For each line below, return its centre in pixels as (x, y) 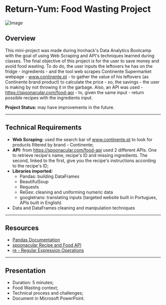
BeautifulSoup (34, 181)
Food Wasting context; (35, 288)
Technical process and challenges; (48, 293)
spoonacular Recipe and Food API (47, 245)
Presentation (25, 271)
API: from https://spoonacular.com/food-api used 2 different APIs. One (84, 150)
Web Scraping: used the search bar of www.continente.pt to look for (82, 139)
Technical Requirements (43, 127)
